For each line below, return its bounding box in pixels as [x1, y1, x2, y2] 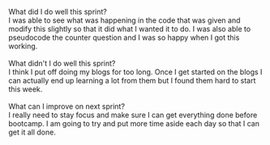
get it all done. [8, 127, 57, 137]
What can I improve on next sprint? [8, 101, 126, 111]
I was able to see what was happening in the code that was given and [8, 15, 241, 25]
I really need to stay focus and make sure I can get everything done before [8, 110, 258, 120]
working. [8, 41, 38, 51]
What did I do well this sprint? [8, 7, 107, 16]
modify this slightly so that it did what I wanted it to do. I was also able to [8, 24, 251, 33]
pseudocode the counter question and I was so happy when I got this [8, 32, 240, 42]
